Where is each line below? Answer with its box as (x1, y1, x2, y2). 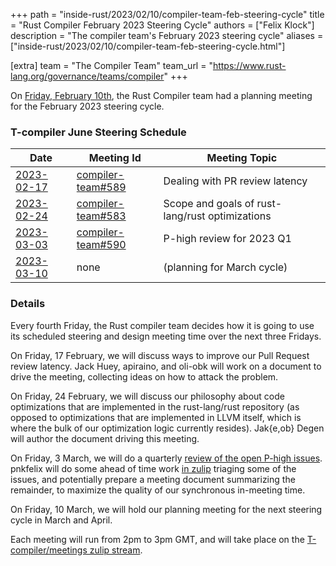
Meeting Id (88, 151, 142, 165)
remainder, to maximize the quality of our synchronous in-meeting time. (10, 484, 306, 496)
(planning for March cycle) (163, 260, 288, 274)
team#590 (76, 238, 127, 252)
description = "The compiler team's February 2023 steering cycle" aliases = (10, 30, 324, 41)
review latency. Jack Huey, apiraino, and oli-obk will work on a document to (10, 360, 322, 372)
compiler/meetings (10, 544, 88, 556)
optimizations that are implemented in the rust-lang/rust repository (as (10, 400, 300, 413)
